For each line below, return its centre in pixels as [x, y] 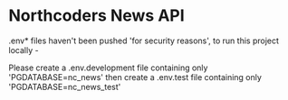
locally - [24, 50]
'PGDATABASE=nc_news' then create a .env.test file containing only [135, 77]
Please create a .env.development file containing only [108, 68]
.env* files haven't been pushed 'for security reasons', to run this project [144, 41]
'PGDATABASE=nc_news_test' [65, 86]
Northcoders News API [96, 16]
